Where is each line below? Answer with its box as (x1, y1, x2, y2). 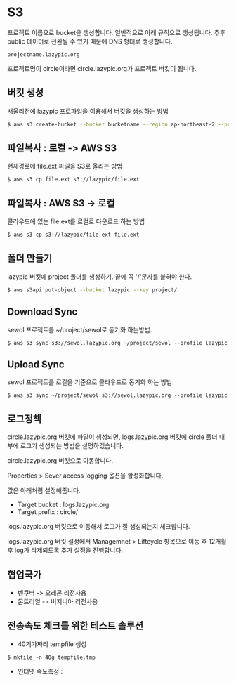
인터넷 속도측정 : (17, 667, 63, 675)
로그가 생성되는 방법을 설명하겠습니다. (20, 442, 124, 450)
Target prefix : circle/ (17, 508, 79, 516)
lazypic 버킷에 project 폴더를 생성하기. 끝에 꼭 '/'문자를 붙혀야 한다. (7, 272, 192, 281)
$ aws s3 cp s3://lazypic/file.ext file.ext (7, 231, 140, 239)
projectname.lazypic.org (7, 51, 80, 58)
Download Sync (7, 306, 78, 318)
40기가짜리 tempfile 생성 (17, 640, 87, 648)
